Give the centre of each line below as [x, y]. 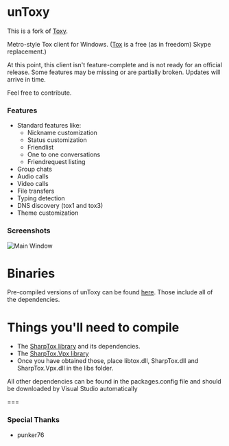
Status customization [57, 140]
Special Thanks [34, 420]
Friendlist [40, 148]
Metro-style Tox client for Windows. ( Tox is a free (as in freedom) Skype [109, 44]
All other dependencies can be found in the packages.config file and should [114, 382]
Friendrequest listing [56, 162]
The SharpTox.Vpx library [53, 353]
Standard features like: [49, 126]
